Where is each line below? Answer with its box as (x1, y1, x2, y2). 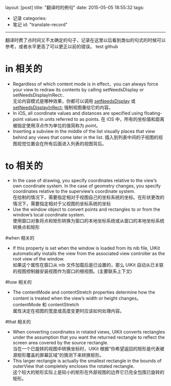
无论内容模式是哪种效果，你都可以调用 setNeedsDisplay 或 (12, 98, 136, 104)
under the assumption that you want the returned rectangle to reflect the (12, 334, 165, 340)
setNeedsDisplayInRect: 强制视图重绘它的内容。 (12, 104, 113, 110)
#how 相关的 (5, 279, 32, 285)
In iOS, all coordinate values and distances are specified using (12, 110, 144, 116)
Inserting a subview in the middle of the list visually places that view (12, 128, 155, 134)
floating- (144, 110, 162, 116)
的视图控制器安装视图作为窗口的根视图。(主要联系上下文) (12, 268, 132, 274)
